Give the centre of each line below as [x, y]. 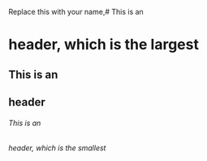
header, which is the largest [103, 45]
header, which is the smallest [57, 148]
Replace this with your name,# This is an [76, 12]
